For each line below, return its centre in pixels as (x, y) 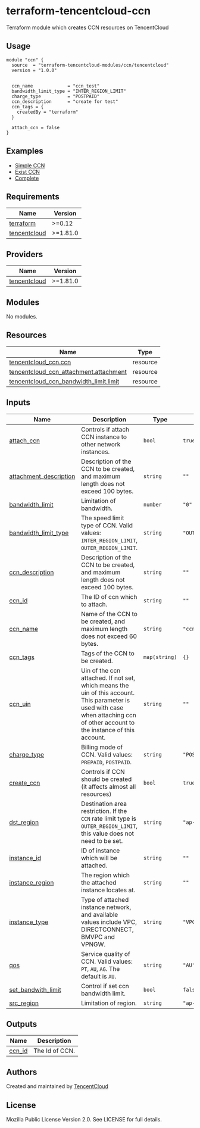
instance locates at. (108, 890)
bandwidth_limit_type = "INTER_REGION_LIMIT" (69, 91)
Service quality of (106, 954)
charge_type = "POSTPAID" (56, 96)
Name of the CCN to (110, 614)
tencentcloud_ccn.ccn (40, 362)
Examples (25, 151)
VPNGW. (93, 944)
